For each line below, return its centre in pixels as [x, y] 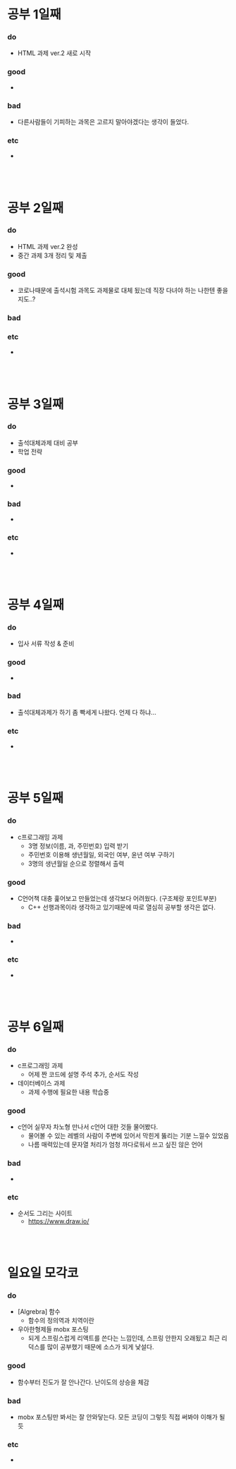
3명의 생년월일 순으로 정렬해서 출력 [76, 863]
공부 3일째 [36, 404]
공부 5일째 [36, 798]
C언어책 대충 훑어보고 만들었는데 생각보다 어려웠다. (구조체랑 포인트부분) [117, 898]
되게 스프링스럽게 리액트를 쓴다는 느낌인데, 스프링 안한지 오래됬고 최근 [124, 1338]
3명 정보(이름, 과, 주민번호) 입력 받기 [78, 846]
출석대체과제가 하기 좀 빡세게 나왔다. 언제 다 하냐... [87, 712]
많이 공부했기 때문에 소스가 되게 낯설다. [100, 1347]
